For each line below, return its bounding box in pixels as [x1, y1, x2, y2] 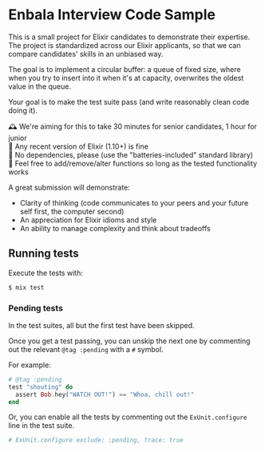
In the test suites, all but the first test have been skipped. [8, 320, 195, 330]
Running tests [8, 246, 80, 261]
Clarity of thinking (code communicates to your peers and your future [19, 198, 249, 207]
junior [8, 133, 27, 142]
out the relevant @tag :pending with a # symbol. [8, 344, 164, 354]
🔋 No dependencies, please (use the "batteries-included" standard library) [8, 150, 254, 159]
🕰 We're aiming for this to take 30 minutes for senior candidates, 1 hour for [8, 122, 258, 131]
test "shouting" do [8, 382, 73, 391]
